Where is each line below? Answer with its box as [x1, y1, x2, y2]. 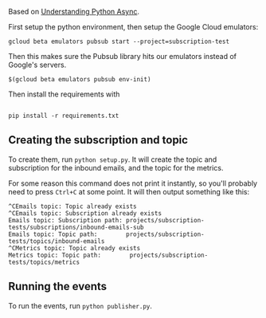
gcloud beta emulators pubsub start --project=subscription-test [8, 37, 229, 45]
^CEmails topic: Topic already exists [8, 202, 137, 210]
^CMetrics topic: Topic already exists [8, 244, 141, 252]
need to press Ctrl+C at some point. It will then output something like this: [8, 186, 250, 196]
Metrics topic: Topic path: [8, 251, 102, 259]
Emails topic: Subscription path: [8, 216, 123, 224]
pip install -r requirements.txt [8, 112, 119, 120]
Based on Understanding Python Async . [8, 7, 140, 16]
